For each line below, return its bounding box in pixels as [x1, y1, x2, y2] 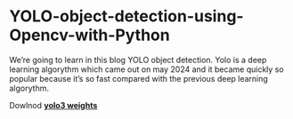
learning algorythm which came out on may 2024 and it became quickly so [9, 64, 284, 75]
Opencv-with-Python [9, 25, 171, 45]
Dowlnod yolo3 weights [9, 99, 98, 110]
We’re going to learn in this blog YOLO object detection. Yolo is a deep [9, 54, 267, 65]
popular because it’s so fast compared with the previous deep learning [9, 73, 269, 83]
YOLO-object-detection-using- [9, 6, 244, 27]
